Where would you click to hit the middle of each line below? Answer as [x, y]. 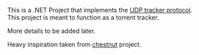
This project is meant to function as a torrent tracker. [83, 17]
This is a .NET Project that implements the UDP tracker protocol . [100, 10]
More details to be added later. [52, 31]
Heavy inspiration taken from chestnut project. [74, 44]
